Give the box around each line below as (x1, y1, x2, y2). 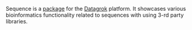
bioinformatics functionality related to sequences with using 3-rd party (6, 11, 184, 19)
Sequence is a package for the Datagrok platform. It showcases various (6, 5, 186, 12)
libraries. (6, 18, 28, 25)
